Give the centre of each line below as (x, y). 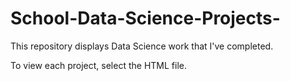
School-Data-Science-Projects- (145, 18)
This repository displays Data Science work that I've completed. (142, 46)
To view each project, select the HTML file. (98, 65)
